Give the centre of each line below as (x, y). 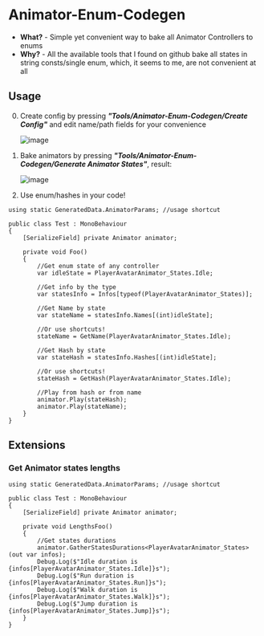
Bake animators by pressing (66, 155)
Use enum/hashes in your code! (73, 195)
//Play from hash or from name (89, 392)
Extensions (37, 445)
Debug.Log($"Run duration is (86, 576)
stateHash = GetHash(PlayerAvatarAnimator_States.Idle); (134, 378)
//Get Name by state (71, 308)
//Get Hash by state (71, 350)
